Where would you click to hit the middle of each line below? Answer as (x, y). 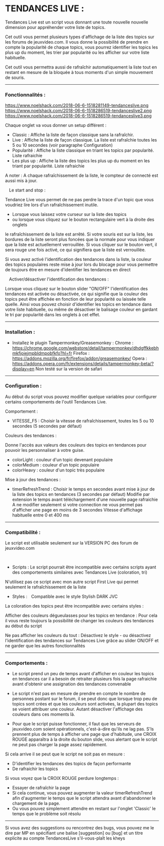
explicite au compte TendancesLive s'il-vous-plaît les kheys (65, 838)
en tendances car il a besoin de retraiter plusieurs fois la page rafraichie (84, 679)
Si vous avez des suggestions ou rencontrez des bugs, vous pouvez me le (80, 828)
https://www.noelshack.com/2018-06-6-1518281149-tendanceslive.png (77, 105)
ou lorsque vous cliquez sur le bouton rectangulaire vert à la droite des (83, 220)
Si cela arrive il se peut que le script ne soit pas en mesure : (65, 754)
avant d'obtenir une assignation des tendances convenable (72, 684)
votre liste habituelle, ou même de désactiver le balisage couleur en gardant (81, 309)
